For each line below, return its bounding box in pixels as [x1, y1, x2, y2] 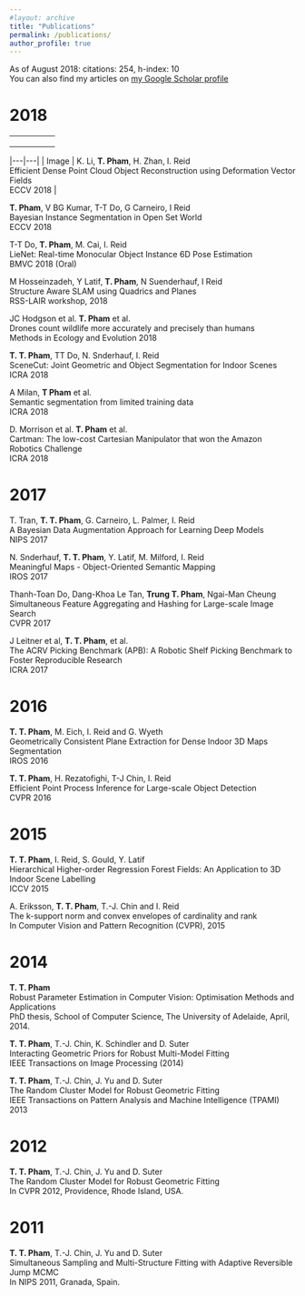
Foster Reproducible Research [9, 655, 123, 666]
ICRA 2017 [9, 665, 48, 676]
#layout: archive [9, 13, 75, 23]
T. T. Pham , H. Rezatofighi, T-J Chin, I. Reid [9, 773, 172, 784]
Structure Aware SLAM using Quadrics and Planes [9, 286, 197, 296]
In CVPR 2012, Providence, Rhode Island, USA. [9, 1185, 184, 1196]
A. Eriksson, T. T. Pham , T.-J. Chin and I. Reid [9, 901, 180, 911]
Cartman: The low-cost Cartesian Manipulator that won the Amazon [9, 434, 262, 445]
